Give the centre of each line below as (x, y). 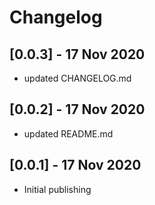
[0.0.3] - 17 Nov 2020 (77, 54)
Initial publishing (57, 189)
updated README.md (68, 133)
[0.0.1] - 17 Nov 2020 (75, 165)
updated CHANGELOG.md (77, 78)
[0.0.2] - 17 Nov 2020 (77, 109)
